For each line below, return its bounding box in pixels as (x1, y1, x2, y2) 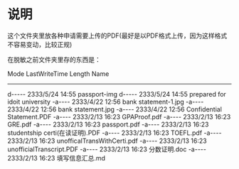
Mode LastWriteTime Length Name (7, 69, 110, 78)
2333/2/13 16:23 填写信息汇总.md (7, 153, 105, 162)
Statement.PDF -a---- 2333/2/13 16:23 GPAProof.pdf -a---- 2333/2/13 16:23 (7, 112, 231, 121)
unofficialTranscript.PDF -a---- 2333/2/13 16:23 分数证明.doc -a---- (7, 145, 206, 153)
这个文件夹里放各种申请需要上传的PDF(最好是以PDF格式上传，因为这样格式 (7, 31, 228, 40)
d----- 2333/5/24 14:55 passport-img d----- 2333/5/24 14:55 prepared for (7, 89, 226, 98)
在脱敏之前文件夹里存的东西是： (7, 55, 101, 64)
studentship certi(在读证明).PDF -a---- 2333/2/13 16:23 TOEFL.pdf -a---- (7, 129, 222, 137)
